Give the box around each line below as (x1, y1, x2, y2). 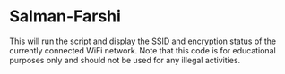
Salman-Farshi (9, 6, 121, 27)
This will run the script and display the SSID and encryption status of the (9, 36, 276, 46)
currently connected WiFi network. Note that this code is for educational (9, 45, 276, 55)
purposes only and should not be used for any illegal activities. (9, 54, 241, 65)
